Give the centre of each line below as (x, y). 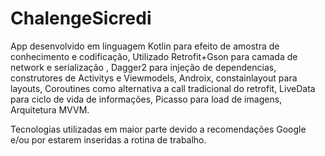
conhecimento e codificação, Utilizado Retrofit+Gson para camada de (154, 56)
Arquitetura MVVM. (50, 109)
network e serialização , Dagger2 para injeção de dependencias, (143, 67)
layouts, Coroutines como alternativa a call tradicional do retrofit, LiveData (163, 88)
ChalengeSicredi (81, 18)
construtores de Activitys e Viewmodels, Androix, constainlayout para (154, 78)
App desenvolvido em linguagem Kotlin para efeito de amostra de (145, 46)
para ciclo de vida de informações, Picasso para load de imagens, (146, 99)
